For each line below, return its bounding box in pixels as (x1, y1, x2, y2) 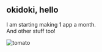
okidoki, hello (6, 5, 59, 15)
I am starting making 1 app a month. (6, 21, 97, 28)
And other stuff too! (6, 27, 56, 34)
